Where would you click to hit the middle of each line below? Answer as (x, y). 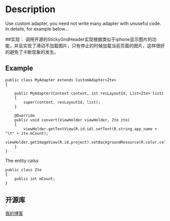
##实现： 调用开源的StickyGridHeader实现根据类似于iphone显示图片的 (79, 39)
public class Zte (24, 170)
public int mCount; (35, 179)
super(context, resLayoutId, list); (62, 102)
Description (30, 9)
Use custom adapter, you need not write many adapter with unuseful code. (83, 23)
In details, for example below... (37, 28)
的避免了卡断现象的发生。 (32, 52)
